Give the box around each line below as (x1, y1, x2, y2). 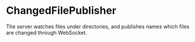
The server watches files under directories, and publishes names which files (6, 23, 190, 30)
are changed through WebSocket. (6, 29, 88, 36)
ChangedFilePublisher (6, 4, 117, 17)
